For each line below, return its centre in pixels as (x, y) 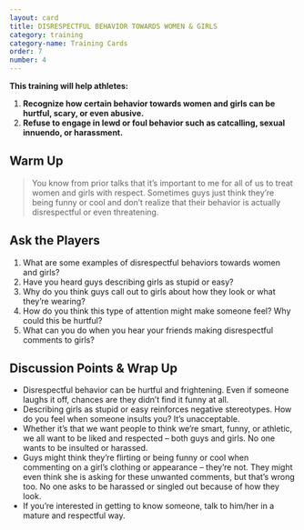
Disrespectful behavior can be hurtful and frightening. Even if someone (156, 390)
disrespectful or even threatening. (95, 212)
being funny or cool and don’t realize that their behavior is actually (156, 202)
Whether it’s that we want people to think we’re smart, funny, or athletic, (157, 429)
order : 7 (26, 52)
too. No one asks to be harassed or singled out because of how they (151, 486)
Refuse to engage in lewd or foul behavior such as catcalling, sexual (154, 123)
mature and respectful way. (74, 515)
